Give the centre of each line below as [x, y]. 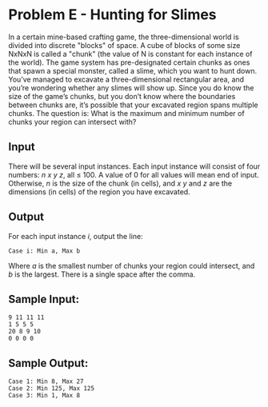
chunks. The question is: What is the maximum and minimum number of [127, 113]
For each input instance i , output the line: [76, 236]
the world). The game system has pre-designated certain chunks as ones [129, 62]
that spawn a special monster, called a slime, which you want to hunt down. [133, 70]
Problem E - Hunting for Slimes [113, 15]
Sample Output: [48, 363]
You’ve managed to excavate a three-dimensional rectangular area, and [126, 79]
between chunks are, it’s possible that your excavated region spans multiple [133, 105]
